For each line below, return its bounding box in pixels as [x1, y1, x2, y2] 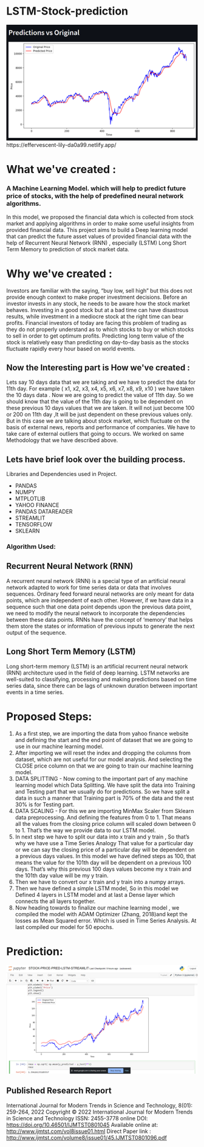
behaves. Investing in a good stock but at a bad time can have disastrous [6, 306, 189, 313]
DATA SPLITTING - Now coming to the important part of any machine [15, 775, 188, 782]
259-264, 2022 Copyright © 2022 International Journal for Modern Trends [6, 1108, 193, 1115]
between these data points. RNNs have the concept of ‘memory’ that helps [6, 616, 193, 623]
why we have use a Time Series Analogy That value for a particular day [15, 839, 193, 846]
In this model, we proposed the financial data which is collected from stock [6, 213, 194, 220]
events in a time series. [6, 688, 64, 696]
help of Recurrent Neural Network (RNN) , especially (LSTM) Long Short [6, 239, 187, 247]
